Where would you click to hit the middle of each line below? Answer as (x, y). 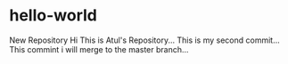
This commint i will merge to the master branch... (99, 49)
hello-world (53, 16)
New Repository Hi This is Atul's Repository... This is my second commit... (145, 40)
